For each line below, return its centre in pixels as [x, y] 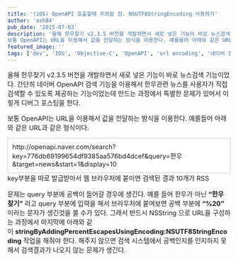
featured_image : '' [36, 47]
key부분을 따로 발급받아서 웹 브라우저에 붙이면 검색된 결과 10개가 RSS [108, 178]
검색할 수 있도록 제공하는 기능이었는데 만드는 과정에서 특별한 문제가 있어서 [114, 94]
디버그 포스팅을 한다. [51, 103]
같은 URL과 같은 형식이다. [52, 128]
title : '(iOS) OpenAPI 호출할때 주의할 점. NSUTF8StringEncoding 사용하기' [113, 14]
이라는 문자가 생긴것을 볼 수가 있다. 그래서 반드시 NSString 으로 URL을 [109, 213]
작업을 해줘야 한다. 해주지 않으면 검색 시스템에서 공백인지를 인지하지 [121, 241]
